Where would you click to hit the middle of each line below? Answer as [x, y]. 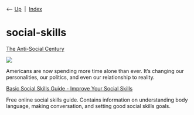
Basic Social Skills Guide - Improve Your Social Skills [69, 88]
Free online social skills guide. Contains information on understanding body [97, 100]
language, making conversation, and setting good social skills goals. [89, 106]
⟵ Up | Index [24, 9]
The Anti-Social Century [35, 48]
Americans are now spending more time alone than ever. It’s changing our [95, 71]
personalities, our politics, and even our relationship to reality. [81, 77]
